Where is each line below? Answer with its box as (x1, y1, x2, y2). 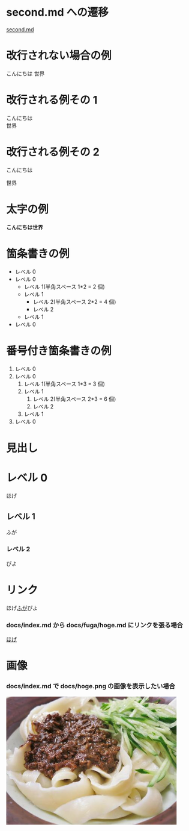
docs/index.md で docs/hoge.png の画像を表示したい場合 (6, 682, 176, 691)
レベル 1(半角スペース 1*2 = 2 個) (23, 283, 105, 290)
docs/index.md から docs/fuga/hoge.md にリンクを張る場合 (6, 621, 183, 629)
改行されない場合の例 (6, 49, 112, 63)
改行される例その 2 (6, 145, 100, 158)
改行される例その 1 (6, 93, 98, 107)
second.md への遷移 (6, 5, 109, 19)
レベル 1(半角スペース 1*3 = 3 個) (23, 380, 105, 387)
